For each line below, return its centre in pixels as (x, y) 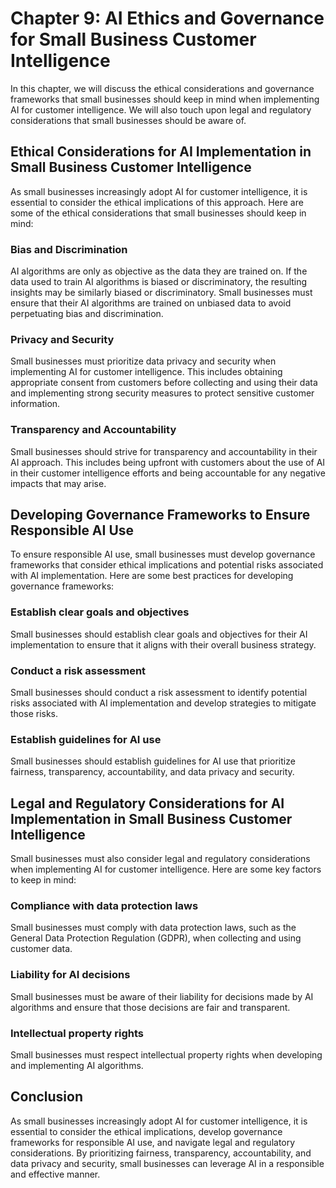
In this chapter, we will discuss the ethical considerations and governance (162, 88)
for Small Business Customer (133, 39)
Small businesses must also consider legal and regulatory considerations (160, 859)
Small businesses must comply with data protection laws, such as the (153, 928)
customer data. (41, 949)
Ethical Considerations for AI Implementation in (161, 152)
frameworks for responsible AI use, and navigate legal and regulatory (153, 1142)
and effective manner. (55, 1174)
